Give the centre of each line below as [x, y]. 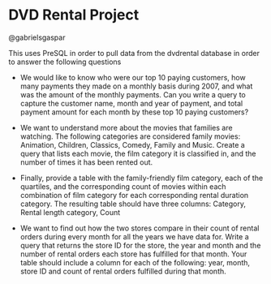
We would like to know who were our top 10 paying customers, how [133, 77]
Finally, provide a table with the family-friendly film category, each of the [142, 178]
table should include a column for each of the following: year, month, [135, 262]
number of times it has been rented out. [86, 162]
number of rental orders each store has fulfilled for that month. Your [133, 254]
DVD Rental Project [74, 15]
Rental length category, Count [70, 212]
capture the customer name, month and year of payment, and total [131, 103]
